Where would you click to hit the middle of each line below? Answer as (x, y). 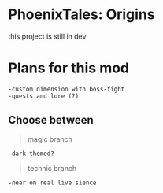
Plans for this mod (69, 68)
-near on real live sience (52, 183)
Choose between (51, 120)
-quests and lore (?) (44, 96)
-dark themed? (31, 154)
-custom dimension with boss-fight (67, 89)
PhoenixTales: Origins (81, 15)
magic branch (50, 139)
